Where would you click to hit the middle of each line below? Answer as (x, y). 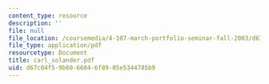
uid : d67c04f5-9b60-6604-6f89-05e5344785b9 (82, 68)
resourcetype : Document (48, 53)
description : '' (35, 23)
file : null (26, 30)
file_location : (34, 38)
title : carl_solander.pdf (51, 61)
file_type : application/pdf (55, 46)
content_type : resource (48, 16)
